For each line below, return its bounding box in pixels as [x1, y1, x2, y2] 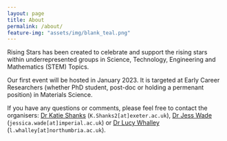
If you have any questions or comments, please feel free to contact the [7, 104, 208, 112]
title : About [7, 17, 45, 23]
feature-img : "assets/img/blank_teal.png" [7, 29, 131, 36]
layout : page [7, 10, 45, 17]
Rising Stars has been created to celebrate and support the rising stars [7, 48, 208, 56]
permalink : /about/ [7, 23, 63, 30]
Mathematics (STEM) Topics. [7, 63, 89, 71]
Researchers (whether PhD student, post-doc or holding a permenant [7, 83, 204, 91]
